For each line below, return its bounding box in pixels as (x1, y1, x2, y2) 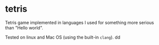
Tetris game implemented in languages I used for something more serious (5, 20, 155, 25)
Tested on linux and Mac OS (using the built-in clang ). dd (5, 34, 120, 40)
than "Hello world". (5, 24, 43, 30)
